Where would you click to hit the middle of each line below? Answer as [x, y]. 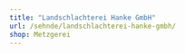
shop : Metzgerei [40, 34]
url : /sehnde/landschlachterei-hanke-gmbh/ [93, 26]
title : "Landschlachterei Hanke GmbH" [83, 18]
